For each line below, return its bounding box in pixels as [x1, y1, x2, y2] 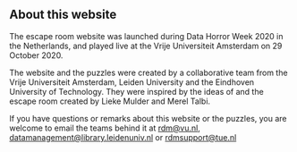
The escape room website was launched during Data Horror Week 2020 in [9, 30, 284, 41]
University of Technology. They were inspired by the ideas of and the [9, 86, 264, 97]
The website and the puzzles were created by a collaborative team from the [9, 67, 288, 78]
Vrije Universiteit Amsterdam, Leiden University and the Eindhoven [9, 76, 255, 88]
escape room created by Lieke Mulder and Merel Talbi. [9, 96, 211, 106]
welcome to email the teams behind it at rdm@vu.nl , [9, 122, 201, 133]
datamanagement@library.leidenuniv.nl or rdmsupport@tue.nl [9, 131, 237, 142]
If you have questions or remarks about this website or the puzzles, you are [9, 113, 288, 123]
